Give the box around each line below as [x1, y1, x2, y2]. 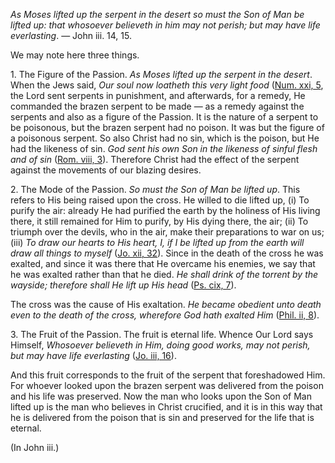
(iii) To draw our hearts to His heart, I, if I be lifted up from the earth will [10, 237, 305, 248]
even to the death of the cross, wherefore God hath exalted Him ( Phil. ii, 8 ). [10, 309, 320, 321]
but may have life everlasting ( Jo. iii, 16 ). [10, 350, 177, 361]
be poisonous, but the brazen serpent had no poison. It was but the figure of [10, 122, 325, 133]
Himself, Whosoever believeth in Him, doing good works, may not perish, [10, 339, 311, 351]
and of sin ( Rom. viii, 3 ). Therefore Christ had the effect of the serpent [10, 154, 300, 165]
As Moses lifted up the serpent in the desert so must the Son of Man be [10, 9, 305, 20]
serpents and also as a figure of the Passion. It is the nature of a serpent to [10, 111, 319, 123]
